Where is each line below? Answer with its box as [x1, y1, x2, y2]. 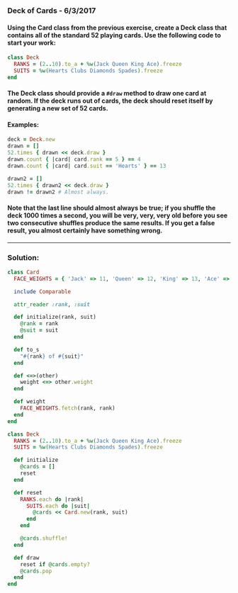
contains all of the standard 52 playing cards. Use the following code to [7, 30, 222, 39]
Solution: [7, 252, 40, 262]
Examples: [7, 120, 39, 129]
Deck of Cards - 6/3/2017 [7, 6, 96, 16]
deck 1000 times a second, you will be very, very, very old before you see [7, 211, 228, 220]
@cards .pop [20, 567, 52, 575]
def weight [13, 398, 46, 405]
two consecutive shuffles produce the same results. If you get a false [7, 219, 215, 227]
